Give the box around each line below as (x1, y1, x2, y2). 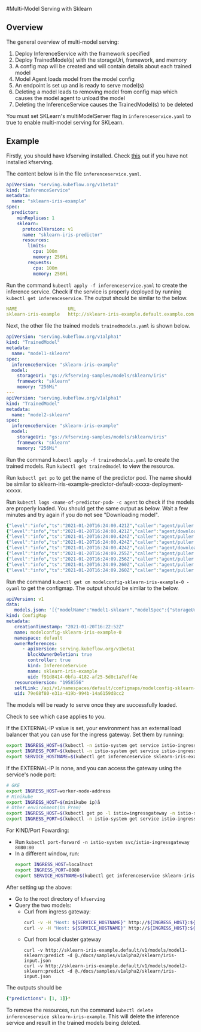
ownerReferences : (14, 640, 58, 646)
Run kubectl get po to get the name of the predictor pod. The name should (6, 474, 192, 481)
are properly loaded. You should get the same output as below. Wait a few (6, 504, 188, 512)
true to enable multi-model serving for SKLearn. (6, 119, 124, 126)
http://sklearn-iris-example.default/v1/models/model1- (45, 948, 188, 954)
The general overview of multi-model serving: (6, 38, 119, 46)
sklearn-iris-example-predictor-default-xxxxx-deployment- (38, 480, 184, 488)
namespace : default (14, 635, 63, 641)
